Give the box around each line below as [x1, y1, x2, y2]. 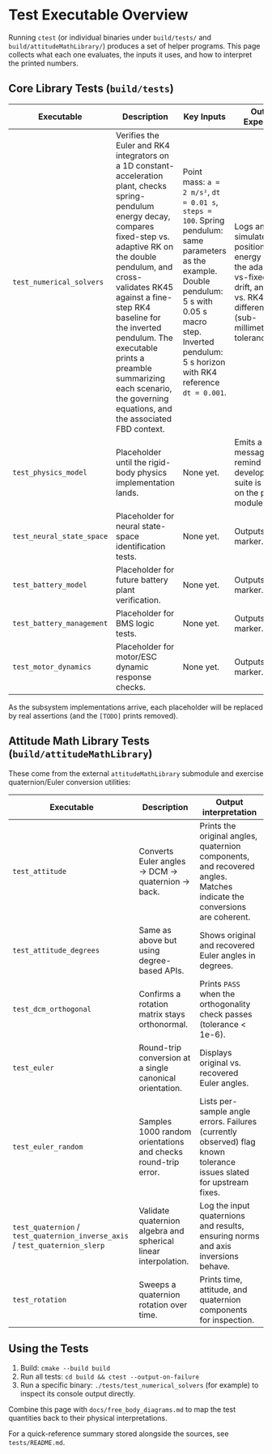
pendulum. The [116, 332, 174, 343]
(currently [199, 1126, 237, 1137]
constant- [135, 160, 175, 171]
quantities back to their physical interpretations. [8, 1413, 168, 1423]
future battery [116, 573, 168, 585]
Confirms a [138, 988, 181, 1000]
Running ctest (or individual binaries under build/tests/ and [8, 32, 212, 42]
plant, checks [116, 180, 168, 191]
